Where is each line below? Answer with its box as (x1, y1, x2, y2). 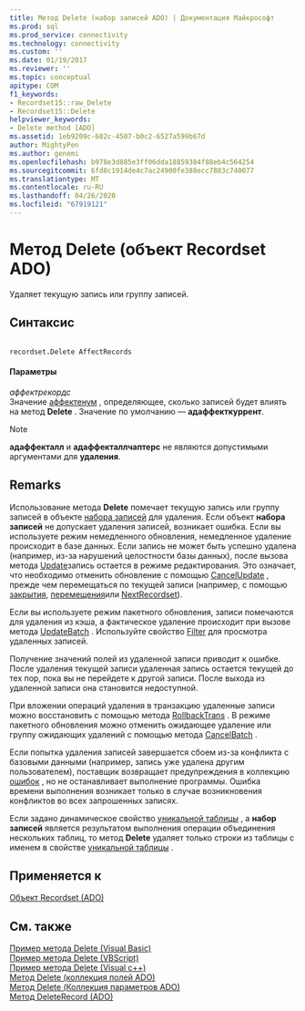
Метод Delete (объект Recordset (9, 239, 267, 260)
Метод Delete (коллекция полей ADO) (9, 972, 156, 983)
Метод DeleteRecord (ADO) (9, 991, 114, 1003)
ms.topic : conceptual (9, 73, 92, 82)
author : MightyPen (9, 140, 79, 150)
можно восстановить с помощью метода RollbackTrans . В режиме (9, 709, 271, 720)
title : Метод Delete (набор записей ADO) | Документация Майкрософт (9, 13, 275, 23)
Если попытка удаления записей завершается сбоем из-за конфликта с (9, 747, 290, 758)
